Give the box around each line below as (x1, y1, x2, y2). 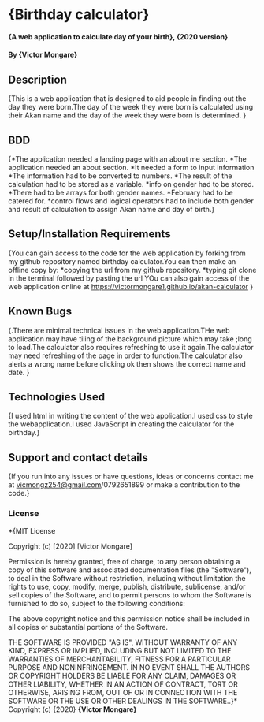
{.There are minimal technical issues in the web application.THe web (8, 326, 230, 335)
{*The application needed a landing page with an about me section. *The (8, 154, 247, 163)
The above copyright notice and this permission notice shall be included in (8, 613, 250, 623)
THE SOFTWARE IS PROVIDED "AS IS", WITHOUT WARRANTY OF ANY (8, 637, 238, 647)
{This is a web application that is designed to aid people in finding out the (8, 94, 247, 103)
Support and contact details (8, 451, 148, 464)
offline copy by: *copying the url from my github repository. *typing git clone (8, 265, 257, 274)
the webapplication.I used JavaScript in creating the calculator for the (8, 419, 235, 429)
